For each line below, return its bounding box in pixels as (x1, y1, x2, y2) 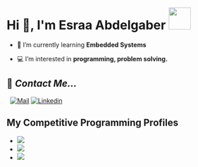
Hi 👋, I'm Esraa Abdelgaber (6, 18, 166, 33)
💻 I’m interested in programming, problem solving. (16, 54, 168, 63)
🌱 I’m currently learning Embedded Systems (16, 40, 147, 49)
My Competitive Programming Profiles (6, 117, 179, 129)
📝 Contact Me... (6, 78, 78, 89)
